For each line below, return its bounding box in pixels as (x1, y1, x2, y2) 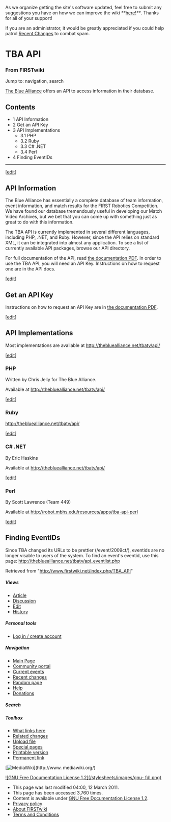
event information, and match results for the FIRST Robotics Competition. (5, 203, 159, 209)
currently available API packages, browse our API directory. (5, 245, 130, 252)
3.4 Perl (20, 149, 37, 155)
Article (12, 592, 27, 599)
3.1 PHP (20, 133, 37, 139)
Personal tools (5, 620, 37, 627)
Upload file (12, 738, 36, 744)
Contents (5, 103, 36, 111)
